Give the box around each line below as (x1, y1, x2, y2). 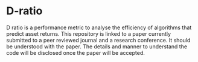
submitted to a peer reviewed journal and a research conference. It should (6, 36, 191, 44)
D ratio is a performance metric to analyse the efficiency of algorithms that (6, 24, 192, 31)
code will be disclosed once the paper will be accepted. (6, 49, 145, 56)
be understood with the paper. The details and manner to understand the (6, 43, 188, 50)
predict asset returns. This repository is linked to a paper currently (6, 30, 171, 37)
